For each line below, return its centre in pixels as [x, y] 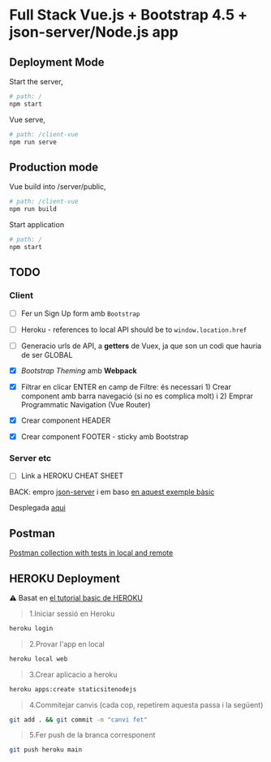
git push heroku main [46, 750]
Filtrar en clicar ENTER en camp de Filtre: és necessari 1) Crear [126, 386]
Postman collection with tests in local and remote [91, 553]
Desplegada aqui [37, 508]
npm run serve [33, 142]
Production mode [54, 167]
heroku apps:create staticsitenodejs [73, 689]
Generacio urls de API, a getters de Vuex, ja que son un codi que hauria [141, 346]
